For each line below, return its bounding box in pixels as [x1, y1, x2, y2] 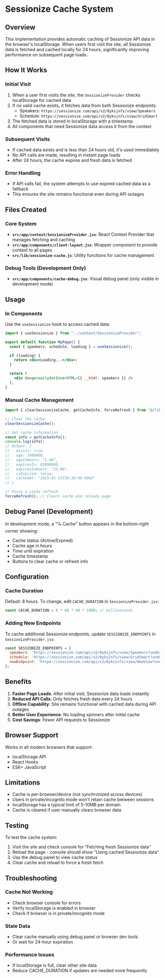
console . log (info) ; [5, 439, 45, 444]
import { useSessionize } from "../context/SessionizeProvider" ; [5, 331, 141, 336]
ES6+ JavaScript [12, 764, 47, 770]
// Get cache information [5, 430, 58, 435]
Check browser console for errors [12, 900, 81, 906]
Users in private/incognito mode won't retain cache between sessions [12, 796, 154, 803]
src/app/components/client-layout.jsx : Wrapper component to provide [12, 242, 158, 248]
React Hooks [12, 759, 38, 765]
